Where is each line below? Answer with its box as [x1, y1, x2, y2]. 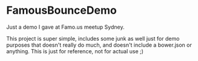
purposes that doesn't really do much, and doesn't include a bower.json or [6, 41, 192, 48]
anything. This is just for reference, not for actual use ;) [6, 47, 144, 54]
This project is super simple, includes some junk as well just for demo [6, 35, 180, 42]
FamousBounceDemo [6, 4, 117, 17]
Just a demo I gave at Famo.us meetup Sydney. [6, 23, 125, 30]
